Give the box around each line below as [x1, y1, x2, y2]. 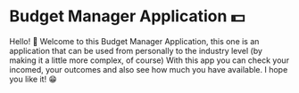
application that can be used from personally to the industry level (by [9, 45, 263, 56]
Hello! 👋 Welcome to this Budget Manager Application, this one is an [9, 35, 260, 46]
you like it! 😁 [9, 74, 57, 84]
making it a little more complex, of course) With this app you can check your [9, 55, 290, 66]
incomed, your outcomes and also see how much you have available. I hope [9, 64, 288, 74]
